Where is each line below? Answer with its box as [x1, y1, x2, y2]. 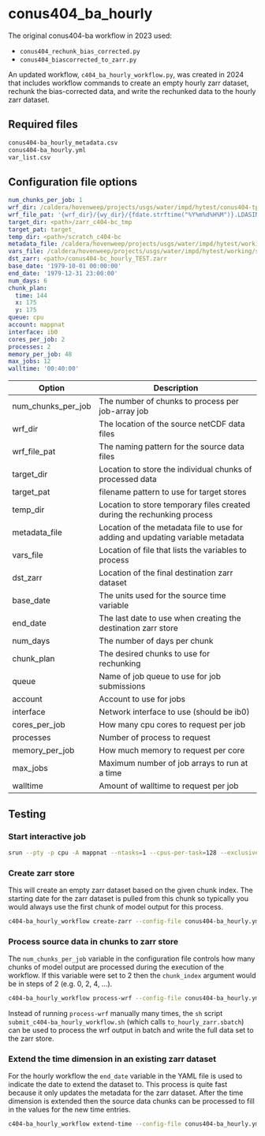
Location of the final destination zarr [99, 567, 233, 578]
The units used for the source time [99, 590, 226, 601]
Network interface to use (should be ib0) [99, 707, 250, 718]
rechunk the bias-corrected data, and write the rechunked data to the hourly [8, 86, 256, 95]
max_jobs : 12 [8, 357, 51, 365]
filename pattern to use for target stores [99, 487, 247, 498]
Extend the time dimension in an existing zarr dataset [8, 1054, 217, 1065]
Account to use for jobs [99, 693, 185, 704]
